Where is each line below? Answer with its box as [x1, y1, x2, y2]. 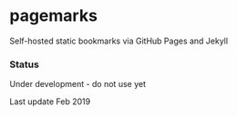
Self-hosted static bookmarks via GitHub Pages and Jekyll [9, 35, 229, 46]
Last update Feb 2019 [9, 96, 91, 107]
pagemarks [9, 5, 98, 26]
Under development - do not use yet [9, 79, 146, 90]
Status [9, 58, 39, 71]
